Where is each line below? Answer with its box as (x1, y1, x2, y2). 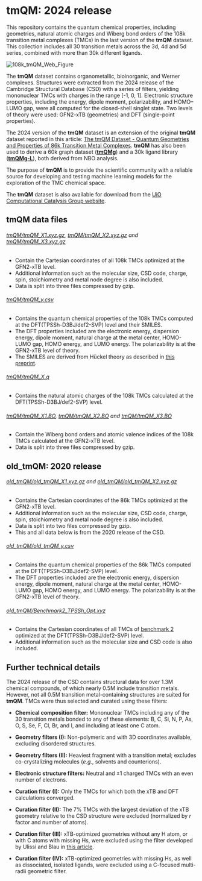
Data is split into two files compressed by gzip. (14, 522, 131, 529)
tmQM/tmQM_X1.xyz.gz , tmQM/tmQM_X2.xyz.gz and (6, 231, 139, 239)
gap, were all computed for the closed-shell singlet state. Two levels (23, 104, 193, 111)
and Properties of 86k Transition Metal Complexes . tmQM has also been (6, 142, 186, 149)
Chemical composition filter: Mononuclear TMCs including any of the (14, 709, 190, 716)
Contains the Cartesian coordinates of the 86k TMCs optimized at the (14, 497, 188, 504)
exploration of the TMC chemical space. (6, 179, 106, 186)
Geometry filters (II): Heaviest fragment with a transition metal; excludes (14, 751, 197, 759)
